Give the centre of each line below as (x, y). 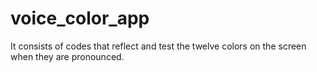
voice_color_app (80, 18)
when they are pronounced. (67, 56)
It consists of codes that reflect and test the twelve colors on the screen (158, 46)
